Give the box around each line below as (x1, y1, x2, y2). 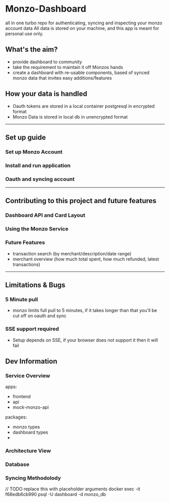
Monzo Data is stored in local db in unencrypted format (12, 113, 128, 120)
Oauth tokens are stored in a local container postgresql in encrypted (12, 103, 155, 109)
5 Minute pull (5, 296, 38, 303)
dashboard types (12, 429, 49, 436)
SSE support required (5, 325, 59, 332)
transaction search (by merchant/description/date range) (12, 250, 132, 256)
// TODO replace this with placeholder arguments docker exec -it (5, 486, 141, 492)
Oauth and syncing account (5, 175, 75, 182)
